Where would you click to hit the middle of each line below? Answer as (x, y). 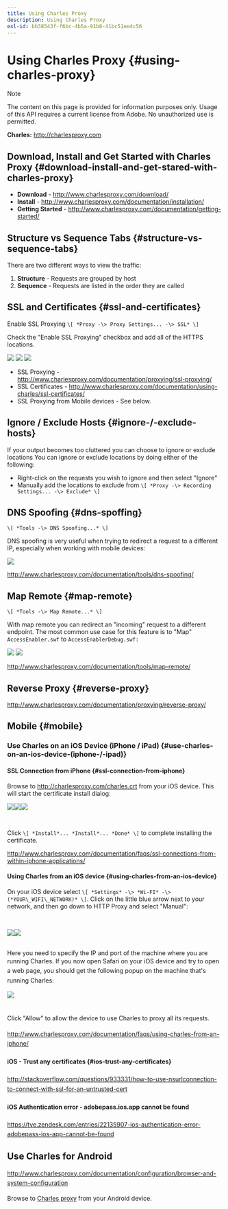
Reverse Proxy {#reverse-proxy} (78, 688)
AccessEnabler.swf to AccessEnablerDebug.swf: (73, 639)
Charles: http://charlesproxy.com (54, 135)
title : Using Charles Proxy (47, 13)
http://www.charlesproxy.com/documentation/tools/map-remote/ (99, 667)
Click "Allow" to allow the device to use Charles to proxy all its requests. (109, 1018)
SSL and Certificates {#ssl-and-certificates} (104, 307)
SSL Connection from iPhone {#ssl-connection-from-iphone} (96, 771)
